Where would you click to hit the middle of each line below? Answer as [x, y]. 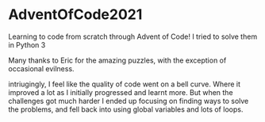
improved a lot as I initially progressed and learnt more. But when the [121, 92]
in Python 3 [27, 44]
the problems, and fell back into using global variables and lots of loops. [126, 109]
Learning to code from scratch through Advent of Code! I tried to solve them [133, 36]
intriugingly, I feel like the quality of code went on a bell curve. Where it [124, 84]
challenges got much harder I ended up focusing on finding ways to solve [129, 101]
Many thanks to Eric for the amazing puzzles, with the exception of [117, 60]
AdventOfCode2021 [75, 15]
